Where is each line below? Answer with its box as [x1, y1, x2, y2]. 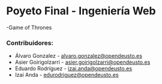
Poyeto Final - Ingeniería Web [6, 4, 156, 18]
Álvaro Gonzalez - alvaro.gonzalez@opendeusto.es [14, 52, 143, 60]
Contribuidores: [6, 39, 54, 47]
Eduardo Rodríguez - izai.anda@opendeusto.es [14, 65, 133, 72]
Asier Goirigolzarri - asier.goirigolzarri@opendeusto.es [14, 58, 151, 66]
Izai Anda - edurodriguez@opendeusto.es [14, 71, 119, 79]
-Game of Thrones [6, 24, 52, 31]
